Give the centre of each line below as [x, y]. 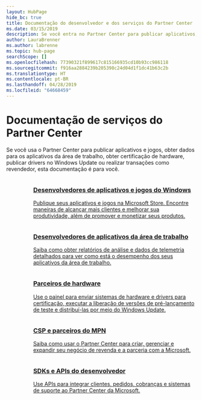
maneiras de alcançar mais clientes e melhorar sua [96, 209]
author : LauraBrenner [33, 40]
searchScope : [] [27, 57]
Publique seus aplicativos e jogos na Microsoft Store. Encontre [111, 203]
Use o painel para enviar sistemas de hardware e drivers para [109, 297]
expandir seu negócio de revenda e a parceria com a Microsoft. [112, 350]
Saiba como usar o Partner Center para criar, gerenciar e [103, 344]
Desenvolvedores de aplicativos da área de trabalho [111, 237]
